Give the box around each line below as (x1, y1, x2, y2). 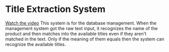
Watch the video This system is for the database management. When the (5, 20, 157, 26)
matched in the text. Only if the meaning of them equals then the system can (5, 36, 164, 42)
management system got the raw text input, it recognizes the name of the (5, 25, 158, 31)
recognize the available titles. (5, 41, 66, 47)
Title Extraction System (5, 3, 106, 15)
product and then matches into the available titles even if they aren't (5, 30, 147, 36)
